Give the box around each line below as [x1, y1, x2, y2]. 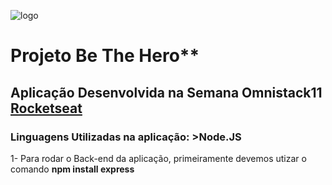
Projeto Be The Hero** [10, 45, 200, 67]
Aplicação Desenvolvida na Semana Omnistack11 [10, 84, 323, 101]
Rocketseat [10, 100, 83, 117]
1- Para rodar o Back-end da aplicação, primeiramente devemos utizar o [10, 152, 307, 164]
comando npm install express [10, 163, 135, 175]
